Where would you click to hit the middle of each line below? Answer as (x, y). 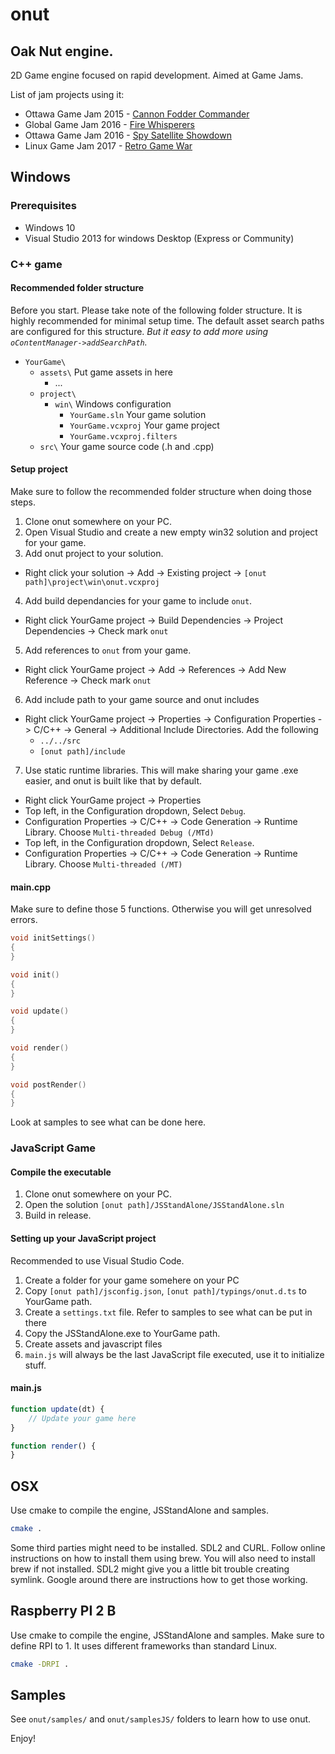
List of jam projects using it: (67, 94)
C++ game (36, 264)
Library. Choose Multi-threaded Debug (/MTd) (119, 832)
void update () (40, 1011)
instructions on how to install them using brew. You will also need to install (163, 1558)
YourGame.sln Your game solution (138, 414)
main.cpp (30, 887)
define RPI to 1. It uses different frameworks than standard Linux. (144, 1645)
